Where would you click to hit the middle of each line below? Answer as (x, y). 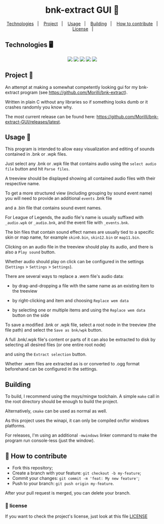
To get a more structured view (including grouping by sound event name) (79, 193)
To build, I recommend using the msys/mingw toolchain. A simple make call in (82, 396)
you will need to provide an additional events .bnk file (59, 198)
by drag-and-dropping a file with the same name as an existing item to (83, 286)
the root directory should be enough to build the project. (62, 402)
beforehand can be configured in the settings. (51, 369)
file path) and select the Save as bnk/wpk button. (54, 330)
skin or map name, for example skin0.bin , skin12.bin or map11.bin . (73, 237)
